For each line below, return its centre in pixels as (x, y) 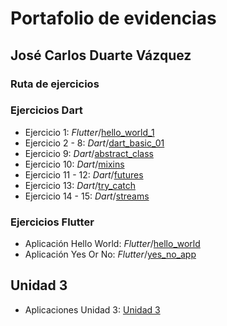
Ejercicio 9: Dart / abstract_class (89, 153)
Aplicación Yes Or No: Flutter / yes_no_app (110, 254)
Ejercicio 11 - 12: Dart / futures (84, 174)
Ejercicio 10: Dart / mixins (74, 164)
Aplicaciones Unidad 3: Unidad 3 (92, 309)
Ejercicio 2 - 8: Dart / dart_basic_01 (94, 143)
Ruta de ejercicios (55, 84)
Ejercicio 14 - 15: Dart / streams (87, 196)
